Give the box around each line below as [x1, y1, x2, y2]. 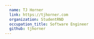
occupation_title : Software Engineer [9, 21, 89, 27]
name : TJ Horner [9, 7, 43, 13]
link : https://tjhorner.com [9, 12, 69, 17]
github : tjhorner [9, 26, 46, 31]
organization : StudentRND [9, 17, 64, 22]
